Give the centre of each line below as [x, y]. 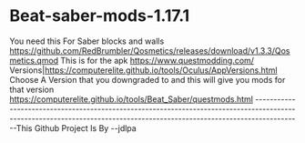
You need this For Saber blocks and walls [87, 41]
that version [32, 89]
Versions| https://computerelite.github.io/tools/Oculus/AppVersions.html [143, 70]
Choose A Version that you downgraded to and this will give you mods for [147, 79]
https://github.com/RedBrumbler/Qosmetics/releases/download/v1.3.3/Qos [150, 50]
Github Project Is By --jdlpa [85, 128]
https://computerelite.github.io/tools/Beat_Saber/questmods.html [131, 99]
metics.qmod [34, 60]
